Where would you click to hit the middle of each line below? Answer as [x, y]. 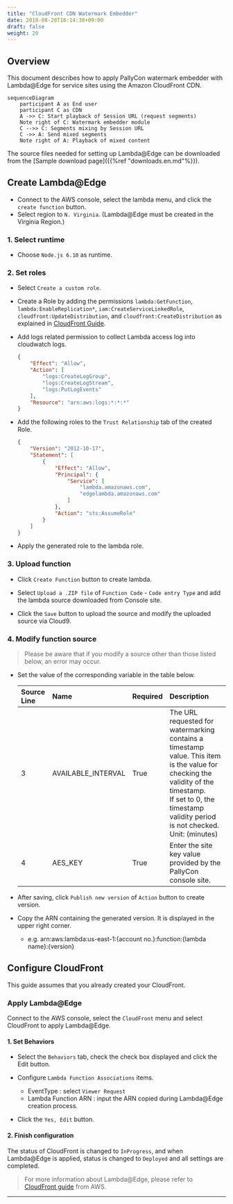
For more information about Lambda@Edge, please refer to [108, 1179]
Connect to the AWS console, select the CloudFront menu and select [105, 1018]
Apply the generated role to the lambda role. [80, 546]
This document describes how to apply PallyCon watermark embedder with [115, 78]
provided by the [195, 863]
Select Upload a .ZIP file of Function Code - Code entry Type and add [119, 592]
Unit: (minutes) [194, 834]
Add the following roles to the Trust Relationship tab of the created [114, 422]
